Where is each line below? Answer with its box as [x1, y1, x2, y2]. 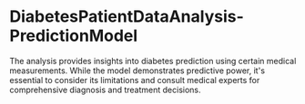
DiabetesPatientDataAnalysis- [9, 6, 244, 27]
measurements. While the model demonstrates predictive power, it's [9, 65, 266, 76]
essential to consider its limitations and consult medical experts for [9, 74, 260, 85]
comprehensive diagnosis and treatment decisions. [9, 84, 202, 95]
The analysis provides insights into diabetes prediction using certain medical [9, 55, 297, 66]
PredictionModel [9, 25, 138, 46]
